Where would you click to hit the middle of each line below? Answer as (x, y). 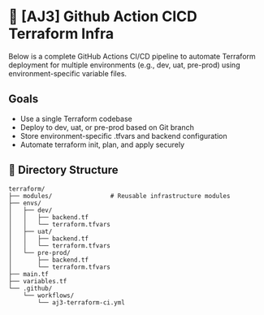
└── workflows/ (49, 296)
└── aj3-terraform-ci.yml (82, 302)
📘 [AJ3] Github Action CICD (103, 17)
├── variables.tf (38, 281)
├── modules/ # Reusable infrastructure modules (119, 196)
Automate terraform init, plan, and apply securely (102, 145)
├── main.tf (28, 274)
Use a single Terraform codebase (76, 119)
